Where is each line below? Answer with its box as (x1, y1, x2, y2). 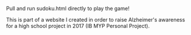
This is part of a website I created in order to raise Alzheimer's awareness (6, 16, 186, 23)
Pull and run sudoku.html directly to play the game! (6, 5, 130, 12)
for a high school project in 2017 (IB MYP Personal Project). (6, 23, 150, 29)
